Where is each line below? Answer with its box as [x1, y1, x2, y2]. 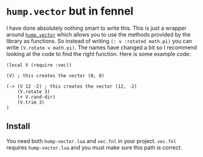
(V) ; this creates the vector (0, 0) [6, 72, 105, 78]
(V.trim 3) [17, 99, 45, 105]
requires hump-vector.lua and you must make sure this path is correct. [6, 144, 182, 151]
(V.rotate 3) [17, 88, 50, 95]
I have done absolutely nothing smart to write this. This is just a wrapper [6, 24, 187, 32]
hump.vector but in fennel [6, 4, 134, 18]
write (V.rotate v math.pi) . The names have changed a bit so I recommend [6, 44, 198, 51]
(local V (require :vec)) [6, 62, 72, 68]
